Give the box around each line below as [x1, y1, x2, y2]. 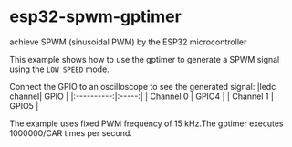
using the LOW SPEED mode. [9, 64, 109, 74]
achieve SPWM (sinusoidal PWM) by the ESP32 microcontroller [9, 36, 247, 47]
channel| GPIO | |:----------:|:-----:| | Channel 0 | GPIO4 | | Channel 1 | [9, 91, 274, 102]
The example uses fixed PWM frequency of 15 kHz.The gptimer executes [9, 118, 284, 129]
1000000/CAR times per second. [9, 127, 132, 138]
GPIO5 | [9, 100, 39, 111]
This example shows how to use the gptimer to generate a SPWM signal [9, 54, 280, 64]
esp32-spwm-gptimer [9, 6, 182, 27]
